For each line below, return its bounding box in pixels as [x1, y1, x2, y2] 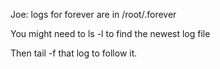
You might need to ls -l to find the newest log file [10, 28, 211, 39]
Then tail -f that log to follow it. [10, 47, 138, 59]
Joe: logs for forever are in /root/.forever [10, 9, 177, 20]
